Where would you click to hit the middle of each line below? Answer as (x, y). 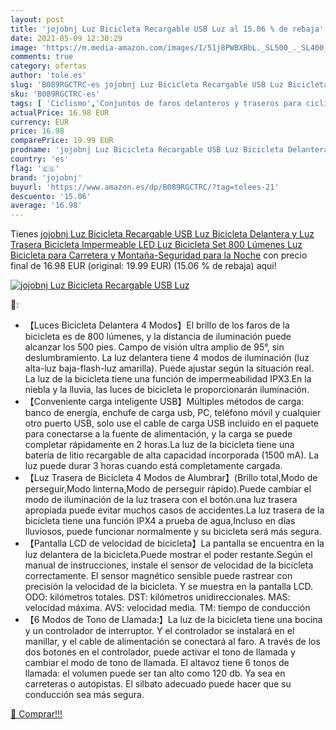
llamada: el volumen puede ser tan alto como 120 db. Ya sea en (155, 673)
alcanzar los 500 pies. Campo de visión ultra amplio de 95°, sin (154, 347)
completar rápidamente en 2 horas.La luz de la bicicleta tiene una (159, 445)
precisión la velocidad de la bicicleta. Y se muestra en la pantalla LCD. (169, 587)
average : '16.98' (46, 206)
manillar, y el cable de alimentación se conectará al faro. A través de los (172, 642)
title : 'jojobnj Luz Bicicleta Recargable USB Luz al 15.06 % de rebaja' (167, 29)
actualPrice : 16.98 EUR (60, 112)
